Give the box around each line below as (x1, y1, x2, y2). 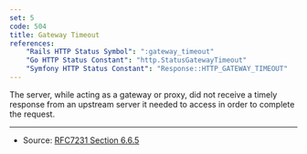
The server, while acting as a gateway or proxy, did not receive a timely (9, 88, 278, 100)
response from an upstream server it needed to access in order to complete (9, 98, 295, 109)
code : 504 (9, 22, 48, 31)
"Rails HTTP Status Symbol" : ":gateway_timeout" (26, 47, 215, 56)
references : (9, 38, 55, 48)
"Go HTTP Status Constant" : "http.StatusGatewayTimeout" (26, 56, 248, 65)
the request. (9, 108, 56, 119)
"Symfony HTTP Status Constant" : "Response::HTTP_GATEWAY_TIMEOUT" (26, 65, 288, 74)
